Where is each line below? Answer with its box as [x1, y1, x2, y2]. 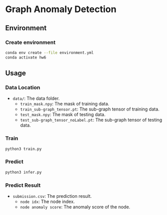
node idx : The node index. [20, 198, 75, 204]
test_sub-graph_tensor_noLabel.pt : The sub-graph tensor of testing [20, 117, 162, 123]
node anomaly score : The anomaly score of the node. [20, 203, 131, 210]
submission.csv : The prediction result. [12, 193, 92, 199]
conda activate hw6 [5, 55, 47, 60]
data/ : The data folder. [12, 95, 60, 101]
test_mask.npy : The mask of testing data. [20, 112, 106, 118]
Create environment [5, 39, 56, 46]
